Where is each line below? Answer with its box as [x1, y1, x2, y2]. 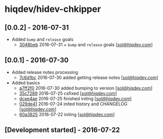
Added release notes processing [11, 69, 79, 75]
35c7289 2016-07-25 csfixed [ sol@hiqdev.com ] [19, 90, 117, 96]
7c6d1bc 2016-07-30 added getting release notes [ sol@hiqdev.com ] [19, 74, 159, 80]
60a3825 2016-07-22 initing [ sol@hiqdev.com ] [19, 111, 115, 117]
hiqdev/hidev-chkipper [4, 3, 101, 15]
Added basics [11, 79, 41, 85]
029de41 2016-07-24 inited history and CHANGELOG [19, 101, 128, 107]
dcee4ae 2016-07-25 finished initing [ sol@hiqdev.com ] [19, 95, 132, 101]
